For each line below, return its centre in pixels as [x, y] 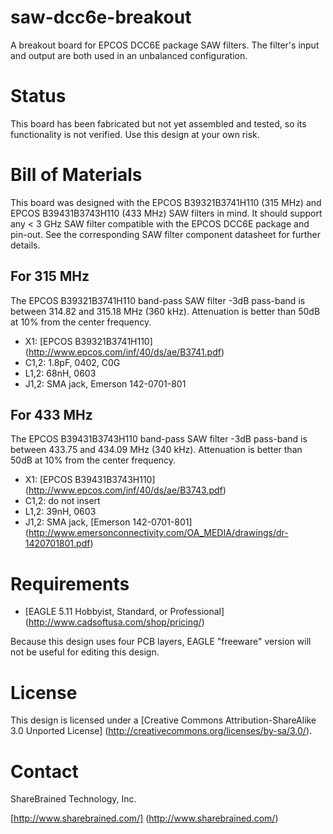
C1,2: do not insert [62, 501]
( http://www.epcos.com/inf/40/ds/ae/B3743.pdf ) [125, 490]
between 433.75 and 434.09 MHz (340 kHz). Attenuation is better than [156, 450]
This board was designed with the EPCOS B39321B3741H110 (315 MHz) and [166, 202]
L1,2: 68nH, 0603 [60, 373]
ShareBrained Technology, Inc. [73, 799]
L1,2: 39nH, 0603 [60, 512]
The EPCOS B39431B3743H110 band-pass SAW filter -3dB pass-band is [159, 439]
